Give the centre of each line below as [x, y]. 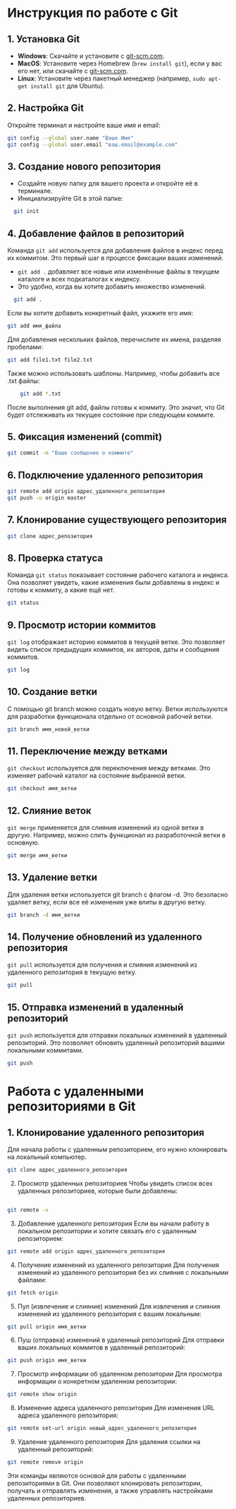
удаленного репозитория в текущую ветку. [72, 972]
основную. [24, 843]
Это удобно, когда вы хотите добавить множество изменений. [112, 286]
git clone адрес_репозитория [50, 536]
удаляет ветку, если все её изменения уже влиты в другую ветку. [107, 902]
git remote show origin [42, 1395]
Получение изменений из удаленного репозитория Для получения [118, 1265]
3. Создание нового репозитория [84, 166]
